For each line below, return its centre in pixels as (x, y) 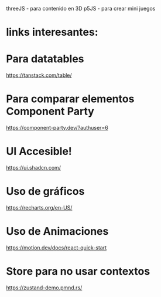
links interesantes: (52, 32)
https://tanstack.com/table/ (39, 75)
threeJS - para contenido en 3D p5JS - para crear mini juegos (81, 9)
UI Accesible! (39, 151)
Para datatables (45, 59)
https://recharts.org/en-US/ (39, 207)
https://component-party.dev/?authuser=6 (57, 128)
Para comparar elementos (70, 99)
